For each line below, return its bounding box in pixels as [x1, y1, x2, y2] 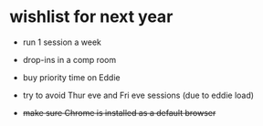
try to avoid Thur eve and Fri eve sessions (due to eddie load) [22, 89, 254, 100]
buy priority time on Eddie [22, 71, 121, 83]
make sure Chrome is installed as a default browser [22, 107, 216, 118]
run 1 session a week [22, 37, 102, 47]
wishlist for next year [9, 6, 174, 27]
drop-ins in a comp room [22, 54, 117, 65]
